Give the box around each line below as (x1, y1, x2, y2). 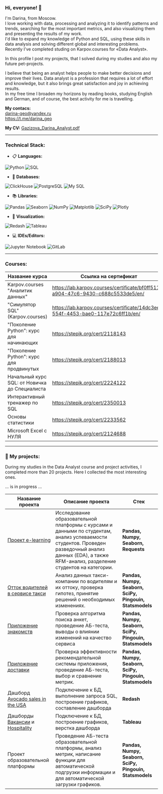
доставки (7, 666, 30, 673)
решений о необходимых (55, 596, 115, 603)
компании (55, 578, 79, 585)
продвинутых (7, 365, 39, 372)
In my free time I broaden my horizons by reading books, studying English (5, 91, 153, 97)
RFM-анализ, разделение (55, 558, 116, 565)
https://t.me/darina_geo (5, 116, 52, 122)
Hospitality (7, 725, 33, 731)
